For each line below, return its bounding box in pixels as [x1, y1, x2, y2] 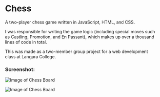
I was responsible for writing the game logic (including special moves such [5, 28, 155, 34]
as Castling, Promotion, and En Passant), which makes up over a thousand [5, 34, 155, 40]
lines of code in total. [5, 39, 47, 45]
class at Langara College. [5, 53, 56, 59]
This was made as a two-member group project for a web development [5, 48, 148, 54]
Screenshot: [5, 66, 35, 73]
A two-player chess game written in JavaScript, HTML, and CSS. [5, 19, 135, 25]
